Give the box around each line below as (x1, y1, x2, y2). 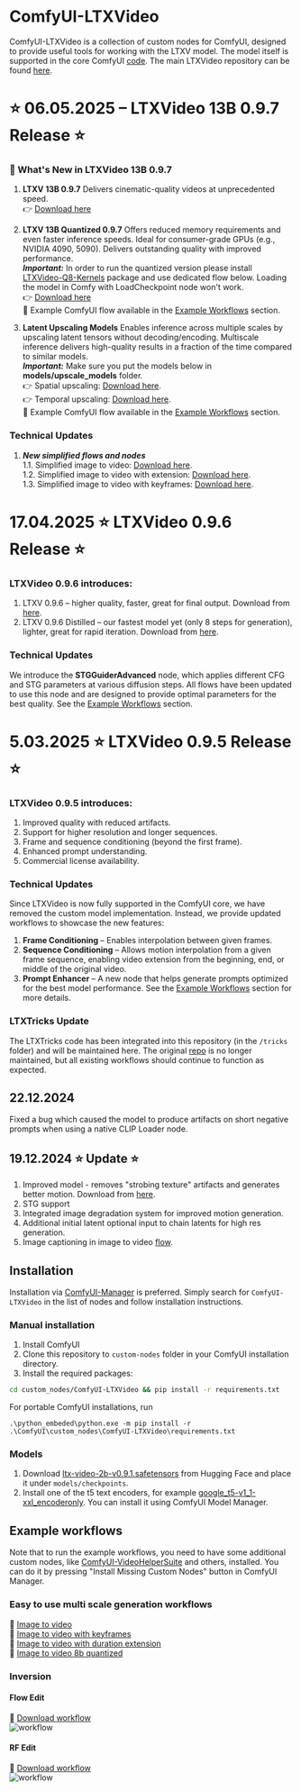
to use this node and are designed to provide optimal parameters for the (9, 688, 277, 699)
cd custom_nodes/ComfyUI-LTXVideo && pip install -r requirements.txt (9, 1386, 280, 1395)
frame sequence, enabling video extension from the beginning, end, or (22, 954, 286, 965)
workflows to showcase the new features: (9, 917, 165, 929)
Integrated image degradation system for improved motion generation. (22, 1208, 284, 1219)
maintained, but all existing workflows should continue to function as (9, 1054, 264, 1065)
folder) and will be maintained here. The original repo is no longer (9, 1045, 252, 1056)
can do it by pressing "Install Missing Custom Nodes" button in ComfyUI (9, 1566, 278, 1577)
